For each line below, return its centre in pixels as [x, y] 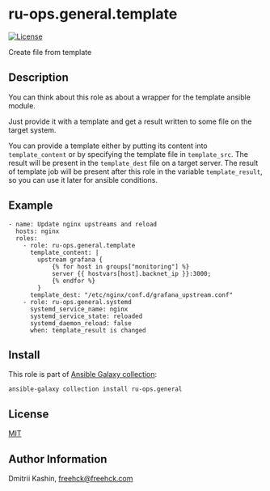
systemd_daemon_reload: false [80, 323]
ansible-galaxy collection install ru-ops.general [95, 389]
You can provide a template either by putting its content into [108, 146]
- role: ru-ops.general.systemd [77, 302]
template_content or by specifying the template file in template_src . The [129, 154]
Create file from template [50, 52]
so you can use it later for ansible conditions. [83, 180]
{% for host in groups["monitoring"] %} [120, 267]
